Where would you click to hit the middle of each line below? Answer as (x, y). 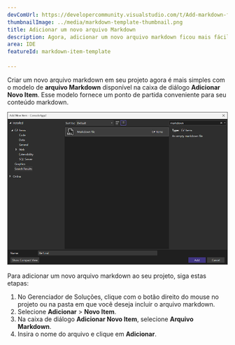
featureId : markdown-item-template (59, 52)
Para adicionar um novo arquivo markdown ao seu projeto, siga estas (107, 276)
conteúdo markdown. (38, 102)
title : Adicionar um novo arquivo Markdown (72, 29)
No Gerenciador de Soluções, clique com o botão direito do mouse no (118, 297)
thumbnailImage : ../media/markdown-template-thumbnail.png (95, 22)
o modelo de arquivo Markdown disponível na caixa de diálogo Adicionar (114, 87)
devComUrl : (23, 15)
